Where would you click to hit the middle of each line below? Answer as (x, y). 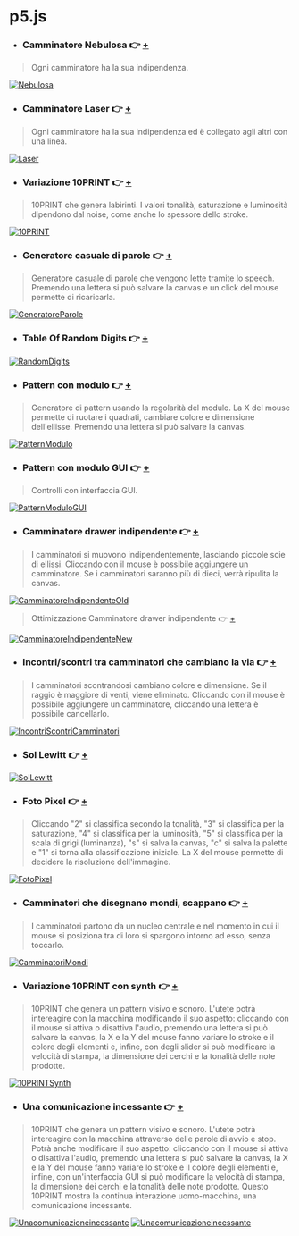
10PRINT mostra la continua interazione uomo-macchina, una (144, 1196)
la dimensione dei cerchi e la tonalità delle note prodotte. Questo (149, 1187)
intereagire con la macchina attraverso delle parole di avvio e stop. (154, 1139)
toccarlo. (47, 945)
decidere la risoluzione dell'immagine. (101, 862)
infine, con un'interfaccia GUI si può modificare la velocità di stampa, (158, 1177)
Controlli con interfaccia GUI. (84, 491)
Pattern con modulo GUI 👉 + (86, 467)
